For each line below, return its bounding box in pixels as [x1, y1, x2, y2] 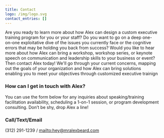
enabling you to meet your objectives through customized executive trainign [5, 71, 158, 77]
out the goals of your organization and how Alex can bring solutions [5, 66, 142, 71]
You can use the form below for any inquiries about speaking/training [5, 94, 144, 100]
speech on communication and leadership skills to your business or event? [5, 55, 155, 61]
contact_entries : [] [5, 16, 47, 21]
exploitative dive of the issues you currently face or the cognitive [20, 40, 151, 46]
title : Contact [5, 7, 36, 12]
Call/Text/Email [5, 116, 42, 123]
